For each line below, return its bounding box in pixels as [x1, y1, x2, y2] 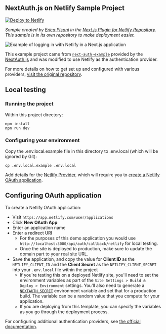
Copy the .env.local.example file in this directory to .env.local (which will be [5, 148, 158, 154]
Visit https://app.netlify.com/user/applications [12, 214, 114, 220]
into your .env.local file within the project [12, 267, 98, 273]
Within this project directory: [5, 111, 63, 118]
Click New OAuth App [12, 219, 58, 225]
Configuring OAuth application [5, 191, 102, 200]
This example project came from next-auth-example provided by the [5, 51, 143, 57]
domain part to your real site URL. [19, 251, 88, 257]
